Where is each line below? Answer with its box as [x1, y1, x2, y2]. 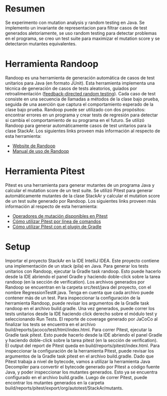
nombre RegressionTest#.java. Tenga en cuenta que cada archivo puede [5, 289, 154, 295]
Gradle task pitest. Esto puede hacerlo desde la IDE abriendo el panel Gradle [5, 332, 163, 338]
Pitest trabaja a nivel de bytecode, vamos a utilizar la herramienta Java [5, 358, 151, 365]
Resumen [5, 3, 45, 14]
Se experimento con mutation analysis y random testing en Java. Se [5, 19, 145, 25]
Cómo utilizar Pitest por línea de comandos [12, 218, 101, 224]
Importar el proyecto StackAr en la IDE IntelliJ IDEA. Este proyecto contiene [5, 258, 160, 264]
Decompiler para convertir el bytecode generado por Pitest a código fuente [5, 364, 160, 370]
